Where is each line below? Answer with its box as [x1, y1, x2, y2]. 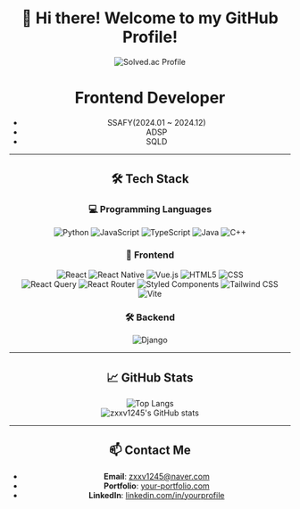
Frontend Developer [74, 88, 226, 108]
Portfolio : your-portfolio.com [104, 480, 210, 491]
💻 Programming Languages [87, 203, 212, 216]
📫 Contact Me [108, 443, 192, 458]
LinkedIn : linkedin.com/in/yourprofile [88, 489, 225, 500]
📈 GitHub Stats [106, 370, 194, 385]
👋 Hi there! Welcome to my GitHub [21, 8, 279, 29]
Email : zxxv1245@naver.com [104, 471, 210, 481]
